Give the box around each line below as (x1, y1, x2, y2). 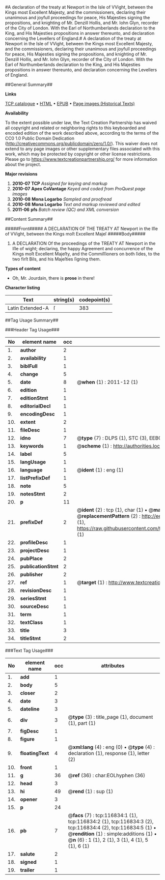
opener (20, 796, 38, 803)
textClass (20, 619, 43, 626)
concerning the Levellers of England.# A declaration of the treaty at (5, 35, 141, 41)
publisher (20, 571, 43, 578)
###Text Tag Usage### (5, 647, 54, 653)
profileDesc (20, 539, 48, 546)
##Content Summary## (5, 216, 53, 222)
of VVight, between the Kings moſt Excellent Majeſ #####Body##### (5, 231, 146, 236)
